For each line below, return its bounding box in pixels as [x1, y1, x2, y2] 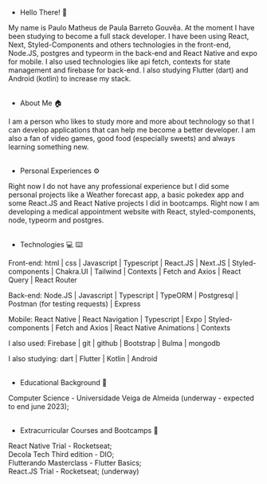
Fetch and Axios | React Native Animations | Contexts [55, 323, 231, 333]
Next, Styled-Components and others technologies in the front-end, [8, 40, 231, 49]
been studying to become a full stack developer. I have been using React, [8, 32, 249, 41]
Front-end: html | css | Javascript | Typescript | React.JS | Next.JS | [8, 258, 231, 267]
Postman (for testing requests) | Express [8, 299, 141, 309]
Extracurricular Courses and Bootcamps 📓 [19, 426, 159, 435]
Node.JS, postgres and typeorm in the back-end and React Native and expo [8, 49, 257, 57]
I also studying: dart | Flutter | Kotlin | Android [8, 354, 158, 363]
